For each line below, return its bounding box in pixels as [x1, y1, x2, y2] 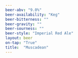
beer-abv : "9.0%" [5, 7, 42, 13]
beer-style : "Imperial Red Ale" [5, 31, 73, 36]
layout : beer [5, 36, 33, 41]
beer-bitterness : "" [5, 17, 49, 22]
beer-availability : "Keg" [5, 12, 60, 17]
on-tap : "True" [5, 40, 37, 45]
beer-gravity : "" [5, 21, 42, 27]
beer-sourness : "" [5, 26, 44, 31]
